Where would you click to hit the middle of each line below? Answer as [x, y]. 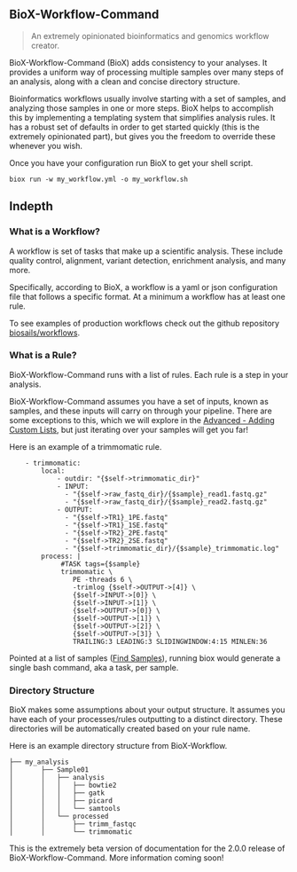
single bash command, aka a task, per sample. [94, 667]
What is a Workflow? [55, 232]
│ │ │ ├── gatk [57, 793]
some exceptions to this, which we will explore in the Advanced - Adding [142, 420]
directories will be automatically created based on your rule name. [130, 729]
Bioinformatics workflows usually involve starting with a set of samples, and [148, 98]
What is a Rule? [43, 356]
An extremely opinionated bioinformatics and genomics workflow [150, 35]
